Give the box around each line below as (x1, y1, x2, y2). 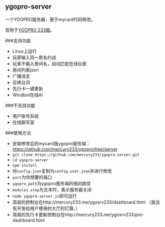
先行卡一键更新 (12, 85, 43, 91)
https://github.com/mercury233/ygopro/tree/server (12, 146, 118, 152)
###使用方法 (5, 130, 31, 136)
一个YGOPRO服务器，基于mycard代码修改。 (5, 16, 96, 22)
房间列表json (12, 67, 39, 73)
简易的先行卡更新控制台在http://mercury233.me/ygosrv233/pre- (12, 212, 144, 218)
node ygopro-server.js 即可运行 (12, 193, 77, 199)
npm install (12, 163, 37, 168)
